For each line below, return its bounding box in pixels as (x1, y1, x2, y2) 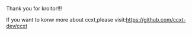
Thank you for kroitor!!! (6, 5, 62, 12)
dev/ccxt (6, 23, 28, 29)
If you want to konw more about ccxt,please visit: (6, 16, 126, 23)
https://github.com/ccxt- (126, 16, 186, 23)
